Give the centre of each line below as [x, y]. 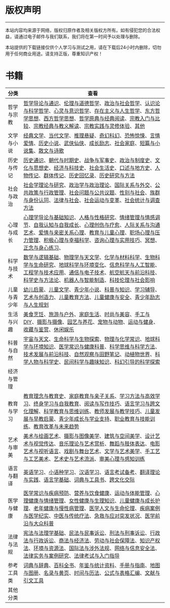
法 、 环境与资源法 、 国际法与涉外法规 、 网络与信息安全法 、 [92, 548]
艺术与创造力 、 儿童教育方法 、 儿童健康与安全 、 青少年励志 [92, 297]
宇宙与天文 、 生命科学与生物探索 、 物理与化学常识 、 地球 [89, 339]
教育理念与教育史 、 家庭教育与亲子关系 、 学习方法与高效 [89, 396]
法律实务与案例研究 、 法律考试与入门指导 [72, 556]
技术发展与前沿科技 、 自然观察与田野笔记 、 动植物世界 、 [89, 354]
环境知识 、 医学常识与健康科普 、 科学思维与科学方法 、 [97, 346]
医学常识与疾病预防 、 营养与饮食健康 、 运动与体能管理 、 [89, 493]
